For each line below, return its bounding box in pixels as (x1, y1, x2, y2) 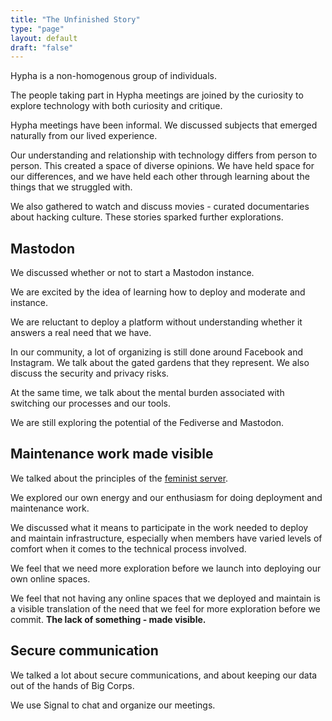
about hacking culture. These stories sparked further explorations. (10, 211, 284, 223)
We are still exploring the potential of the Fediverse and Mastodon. (10, 417, 285, 429)
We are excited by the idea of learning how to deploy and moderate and (10, 286, 306, 298)
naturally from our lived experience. (10, 130, 158, 142)
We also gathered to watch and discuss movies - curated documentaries (10, 201, 310, 213)
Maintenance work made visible (10, 446, 214, 463)
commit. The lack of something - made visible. (10, 613, 207, 625)
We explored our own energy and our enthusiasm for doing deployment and (10, 491, 323, 503)
